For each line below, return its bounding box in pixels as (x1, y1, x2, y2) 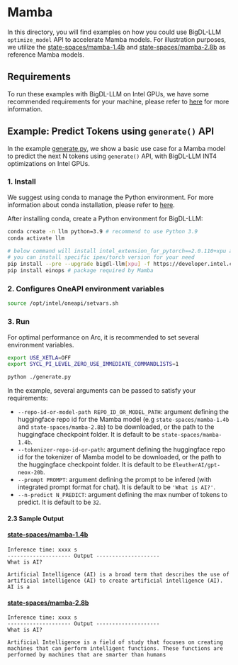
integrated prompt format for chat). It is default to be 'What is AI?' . (17, 483, 216, 491)
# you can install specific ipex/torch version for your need (7, 254, 195, 261)
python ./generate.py (7, 374, 72, 381)
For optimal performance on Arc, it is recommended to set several (7, 332, 200, 341)
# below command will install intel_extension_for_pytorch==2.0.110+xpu (7, 247, 227, 255)
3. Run (7, 317, 30, 327)
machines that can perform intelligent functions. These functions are (7, 645, 223, 652)
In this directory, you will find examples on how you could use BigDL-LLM (7, 28, 222, 36)
